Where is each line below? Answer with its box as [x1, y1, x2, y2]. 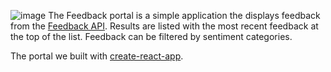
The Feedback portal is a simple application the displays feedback [48, 10, 321, 21]
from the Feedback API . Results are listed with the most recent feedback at [10, 20, 319, 32]
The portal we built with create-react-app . [10, 50, 184, 62]
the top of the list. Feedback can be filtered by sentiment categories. [10, 31, 293, 42]
